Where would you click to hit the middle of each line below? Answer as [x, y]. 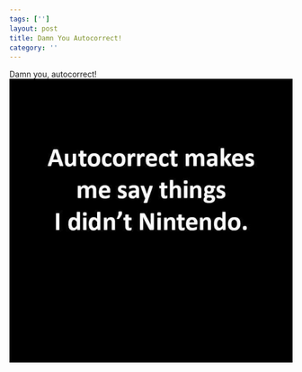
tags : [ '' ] [30, 19]
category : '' [34, 48]
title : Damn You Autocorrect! [66, 38]
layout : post [34, 28]
